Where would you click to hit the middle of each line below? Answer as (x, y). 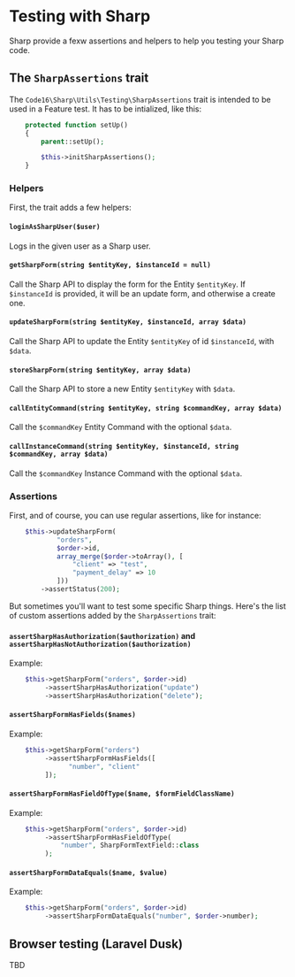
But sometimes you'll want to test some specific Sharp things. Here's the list (148, 606)
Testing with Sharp (80, 16)
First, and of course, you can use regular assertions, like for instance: (136, 515)
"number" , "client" (104, 766)
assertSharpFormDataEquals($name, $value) (88, 873)
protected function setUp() (76, 125)
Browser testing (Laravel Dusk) (96, 944)
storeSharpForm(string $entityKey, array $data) (100, 370)
